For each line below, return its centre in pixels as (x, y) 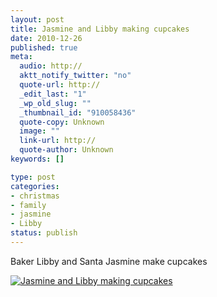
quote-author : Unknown (66, 150)
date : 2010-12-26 (46, 38)
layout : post (37, 19)
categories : (35, 186)
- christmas (35, 196)
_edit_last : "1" (53, 94)
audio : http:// (51, 66)
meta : (21, 57)
